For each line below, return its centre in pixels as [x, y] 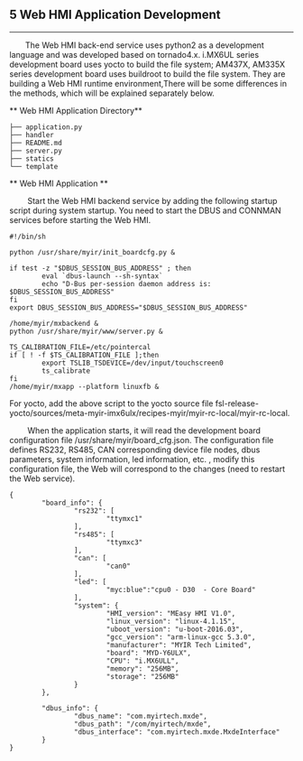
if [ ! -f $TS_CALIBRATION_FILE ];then [84, 355]
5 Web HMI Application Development [115, 15]
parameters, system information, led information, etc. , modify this [132, 459]
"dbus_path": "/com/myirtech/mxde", [142, 724]
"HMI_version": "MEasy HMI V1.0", [171, 613]
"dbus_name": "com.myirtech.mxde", [140, 716]
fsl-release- [237, 403]
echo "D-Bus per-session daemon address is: [127, 283]
